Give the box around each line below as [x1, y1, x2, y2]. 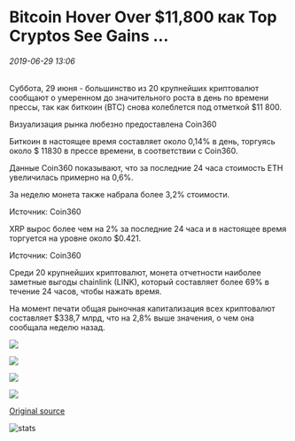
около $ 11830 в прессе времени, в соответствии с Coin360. [9, 145, 238, 157]
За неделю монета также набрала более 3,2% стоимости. [9, 190, 230, 200]
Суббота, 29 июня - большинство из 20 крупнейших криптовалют [9, 83, 260, 94]
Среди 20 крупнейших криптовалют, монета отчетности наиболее [9, 267, 261, 278]
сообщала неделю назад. [9, 322, 105, 333]
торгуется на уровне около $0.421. [9, 233, 142, 244]
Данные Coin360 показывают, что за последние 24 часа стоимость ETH [9, 163, 283, 174]
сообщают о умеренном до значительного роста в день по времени [9, 92, 268, 104]
